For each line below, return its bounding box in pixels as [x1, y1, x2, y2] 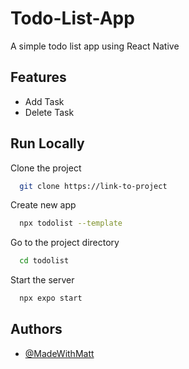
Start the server [10, 274, 75, 286]
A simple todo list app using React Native [10, 40, 180, 52]
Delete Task [24, 106, 75, 118]
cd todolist [19, 256, 70, 266]
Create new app [10, 199, 77, 211]
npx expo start [19, 293, 83, 304]
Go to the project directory [10, 237, 120, 249]
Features [10, 69, 67, 86]
